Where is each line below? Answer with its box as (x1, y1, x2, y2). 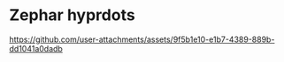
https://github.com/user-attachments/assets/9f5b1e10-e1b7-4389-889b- (9, 34, 275, 45)
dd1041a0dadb (9, 43, 64, 53)
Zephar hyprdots (9, 5, 135, 25)
